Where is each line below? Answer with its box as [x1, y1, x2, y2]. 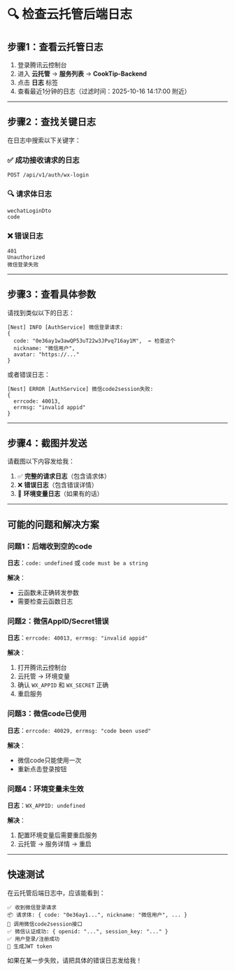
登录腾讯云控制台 [17, 61, 67, 69]
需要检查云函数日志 [17, 597, 73, 606]
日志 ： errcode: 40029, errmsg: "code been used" [7, 726, 152, 734]
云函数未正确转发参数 [17, 588, 79, 597]
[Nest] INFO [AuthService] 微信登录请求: [7, 324, 124, 331]
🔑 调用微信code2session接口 [7, 921, 83, 928]
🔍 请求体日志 [7, 189, 52, 199]
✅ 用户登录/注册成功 [7, 935, 60, 942]
